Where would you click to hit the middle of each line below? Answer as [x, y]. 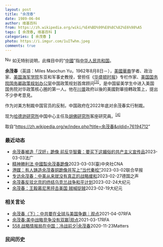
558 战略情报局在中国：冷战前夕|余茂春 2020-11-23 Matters [70, 226]
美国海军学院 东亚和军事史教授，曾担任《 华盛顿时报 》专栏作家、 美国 [81, 77]
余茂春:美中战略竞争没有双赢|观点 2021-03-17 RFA [61, 220]
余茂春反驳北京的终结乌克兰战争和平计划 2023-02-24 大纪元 [71, 182]
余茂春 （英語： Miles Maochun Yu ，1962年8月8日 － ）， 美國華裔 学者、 [74, 71]
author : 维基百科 [21, 23]
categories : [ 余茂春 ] [28, 37]
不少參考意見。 [20, 95]
